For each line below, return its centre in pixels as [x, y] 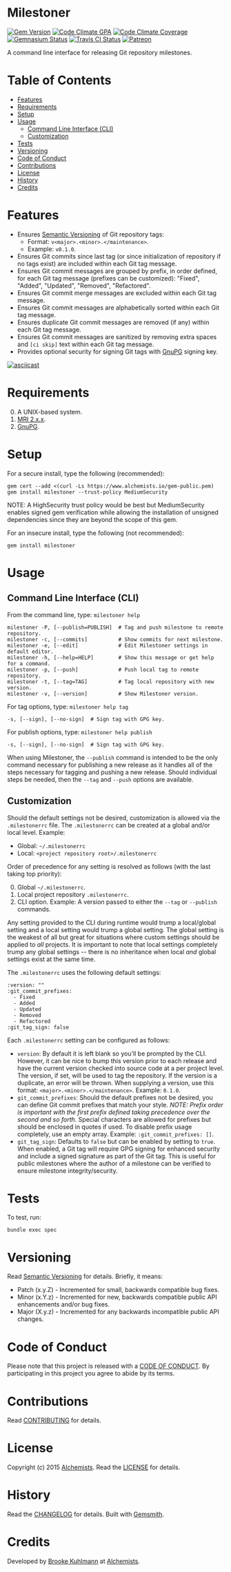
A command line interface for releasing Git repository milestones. [100, 52]
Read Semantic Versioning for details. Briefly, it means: [85, 1276]
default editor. [30, 652]
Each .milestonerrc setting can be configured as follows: [89, 1040]
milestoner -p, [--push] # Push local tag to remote [103, 669]
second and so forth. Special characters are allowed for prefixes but [114, 1119]
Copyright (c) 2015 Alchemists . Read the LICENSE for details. [94, 1467]
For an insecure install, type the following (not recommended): [96, 533]
